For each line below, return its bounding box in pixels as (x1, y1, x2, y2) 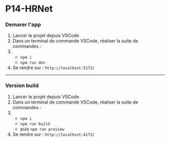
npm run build (20, 121, 50, 126)
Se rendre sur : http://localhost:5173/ (12, 65, 95, 71)
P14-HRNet (5, 3, 53, 15)
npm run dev (20, 60, 46, 66)
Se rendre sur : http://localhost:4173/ (12, 131, 95, 137)
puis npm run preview (20, 126, 65, 132)
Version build (5, 82, 39, 89)
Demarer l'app (5, 21, 41, 28)
